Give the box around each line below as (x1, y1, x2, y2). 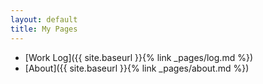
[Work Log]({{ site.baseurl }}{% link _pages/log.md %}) (24, 51, 253, 63)
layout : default (10, 14, 78, 25)
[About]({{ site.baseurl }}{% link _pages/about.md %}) (24, 62, 250, 74)
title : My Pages (10, 24, 78, 34)
